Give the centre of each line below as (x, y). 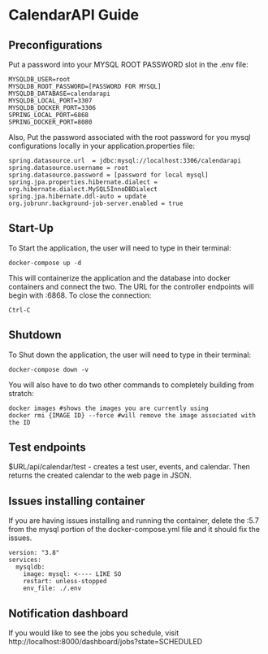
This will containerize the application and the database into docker (120, 277)
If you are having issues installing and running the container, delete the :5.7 (134, 521)
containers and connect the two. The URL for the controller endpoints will (131, 286)
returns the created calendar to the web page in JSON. (100, 475)
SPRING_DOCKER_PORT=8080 (50, 122)
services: (25, 560)
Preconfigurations (56, 45)
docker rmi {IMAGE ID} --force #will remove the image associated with (132, 415)
